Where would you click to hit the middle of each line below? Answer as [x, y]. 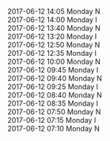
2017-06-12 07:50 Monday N [54, 112]
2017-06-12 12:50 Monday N [54, 45]
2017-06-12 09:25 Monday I [53, 87]
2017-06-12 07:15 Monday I [52, 120]
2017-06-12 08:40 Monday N [55, 95]
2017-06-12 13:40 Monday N [54, 28]
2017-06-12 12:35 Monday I [52, 53]
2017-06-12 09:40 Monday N [55, 78]
